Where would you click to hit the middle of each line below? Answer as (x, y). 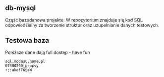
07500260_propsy (22, 66)
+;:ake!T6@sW (19, 70)
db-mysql (21, 8)
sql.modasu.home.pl (25, 61)
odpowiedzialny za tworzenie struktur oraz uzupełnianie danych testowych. (82, 25)
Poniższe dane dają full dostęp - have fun (48, 52)
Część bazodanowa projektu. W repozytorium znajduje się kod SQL (74, 20)
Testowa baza (27, 40)
